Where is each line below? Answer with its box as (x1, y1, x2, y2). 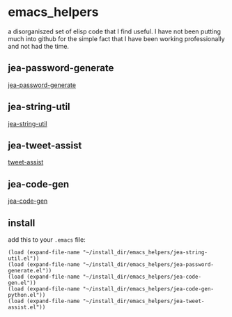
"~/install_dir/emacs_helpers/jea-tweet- (82, 297, 205, 304)
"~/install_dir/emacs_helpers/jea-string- (82, 249, 208, 256)
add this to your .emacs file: (8, 235, 86, 244)
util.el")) (8, 255, 40, 262)
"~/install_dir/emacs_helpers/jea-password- (82, 261, 215, 268)
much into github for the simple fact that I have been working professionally (8, 34, 225, 42)
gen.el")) (8, 279, 37, 286)
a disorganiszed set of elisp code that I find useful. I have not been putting (8, 27, 222, 36)
